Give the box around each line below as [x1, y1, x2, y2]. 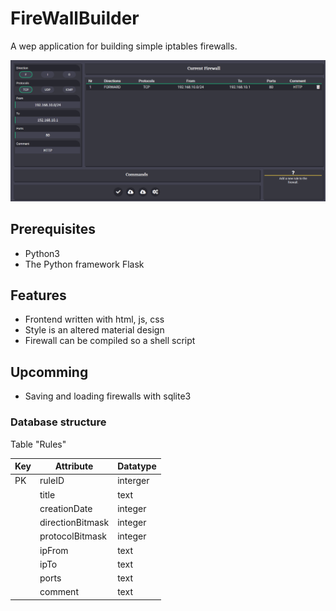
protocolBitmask [39, 530, 107, 542]
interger [117, 475, 150, 487]
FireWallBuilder [10, 7, 140, 30]
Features [10, 287, 67, 304]
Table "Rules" [10, 438, 67, 450]
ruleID [39, 475, 65, 487]
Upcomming [10, 363, 89, 381]
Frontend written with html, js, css [24, 313, 165, 326]
